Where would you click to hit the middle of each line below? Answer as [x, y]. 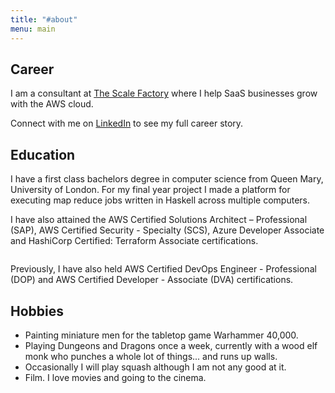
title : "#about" [44, 19]
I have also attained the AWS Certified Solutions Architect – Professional [159, 220]
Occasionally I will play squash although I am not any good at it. [155, 367]
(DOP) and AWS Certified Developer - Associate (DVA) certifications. [152, 280]
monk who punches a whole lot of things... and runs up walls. [151, 356]
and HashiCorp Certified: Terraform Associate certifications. [134, 241]
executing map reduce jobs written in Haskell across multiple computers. [160, 200]
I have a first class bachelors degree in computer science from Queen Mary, [167, 179]
